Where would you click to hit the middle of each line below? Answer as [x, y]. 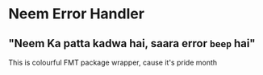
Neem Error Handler [77, 14]
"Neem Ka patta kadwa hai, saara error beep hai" [132, 43]
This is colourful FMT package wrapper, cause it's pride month [113, 62]
